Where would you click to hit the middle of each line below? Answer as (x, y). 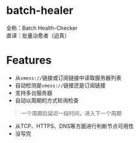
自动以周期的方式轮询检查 (47, 100)
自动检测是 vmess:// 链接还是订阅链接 (60, 85)
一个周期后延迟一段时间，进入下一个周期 (71, 113)
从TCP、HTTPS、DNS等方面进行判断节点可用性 (74, 126)
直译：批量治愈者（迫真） (38, 35)
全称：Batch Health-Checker (42, 28)
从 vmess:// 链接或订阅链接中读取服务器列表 (68, 78)
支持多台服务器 (33, 93)
